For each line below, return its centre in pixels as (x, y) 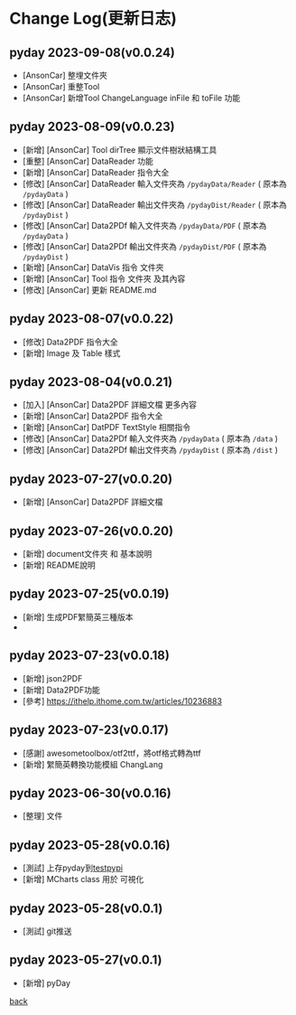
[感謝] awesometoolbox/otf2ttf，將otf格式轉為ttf (111, 753)
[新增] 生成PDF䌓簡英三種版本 (78, 616)
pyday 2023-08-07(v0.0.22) (92, 319)
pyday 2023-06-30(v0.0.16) (90, 793)
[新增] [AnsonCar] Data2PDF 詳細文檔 (92, 502)
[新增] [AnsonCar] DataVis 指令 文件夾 (93, 267)
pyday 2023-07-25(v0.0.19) (89, 594)
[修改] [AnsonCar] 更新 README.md (89, 289)
